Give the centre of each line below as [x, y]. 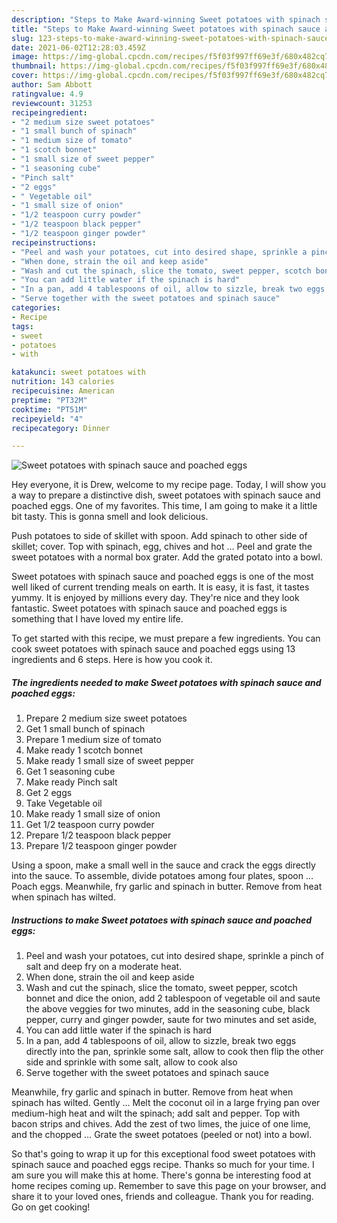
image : [25, 57]
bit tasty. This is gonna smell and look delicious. [110, 517]
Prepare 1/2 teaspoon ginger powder [101, 846]
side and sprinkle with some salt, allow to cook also [131, 1062]
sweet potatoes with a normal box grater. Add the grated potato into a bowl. [167, 557]
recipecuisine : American [63, 391]
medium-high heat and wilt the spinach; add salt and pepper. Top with [156, 1113]
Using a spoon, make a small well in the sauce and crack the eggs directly [163, 865]
